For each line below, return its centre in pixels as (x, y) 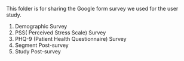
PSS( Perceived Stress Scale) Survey (60, 33)
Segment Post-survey (42, 45)
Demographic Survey (41, 26)
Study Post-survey (38, 52)
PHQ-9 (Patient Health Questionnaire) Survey (70, 39)
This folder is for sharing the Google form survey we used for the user (92, 9)
